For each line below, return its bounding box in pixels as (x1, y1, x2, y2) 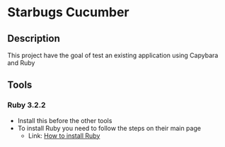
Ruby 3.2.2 (7, 100, 46, 110)
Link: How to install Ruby (28, 131, 100, 140)
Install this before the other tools (17, 116, 112, 124)
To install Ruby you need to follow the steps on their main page (17, 124, 202, 132)
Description (7, 33, 60, 45)
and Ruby (7, 59, 35, 67)
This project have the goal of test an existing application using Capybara (7, 51, 219, 59)
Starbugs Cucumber (7, 4, 129, 20)
